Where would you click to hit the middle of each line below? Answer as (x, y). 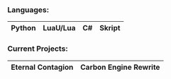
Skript (110, 28)
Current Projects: (38, 49)
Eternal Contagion (42, 67)
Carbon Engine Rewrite (120, 67)
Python (23, 28)
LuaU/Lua (59, 28)
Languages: (28, 10)
